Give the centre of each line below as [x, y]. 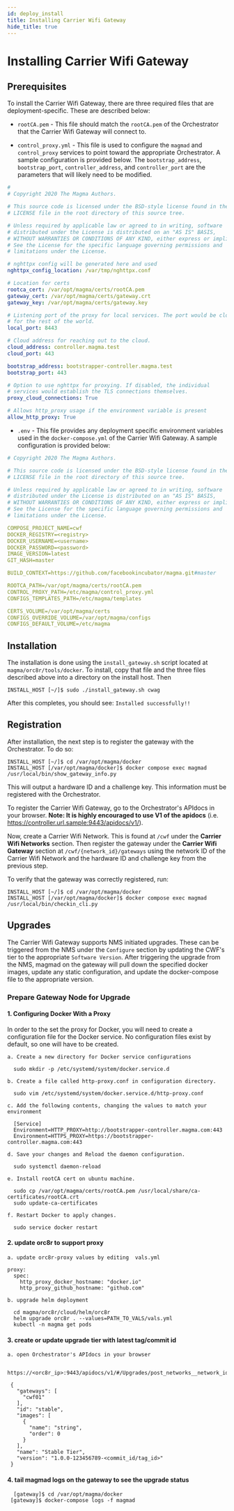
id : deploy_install [36, 14]
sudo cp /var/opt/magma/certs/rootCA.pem [75, 1191]
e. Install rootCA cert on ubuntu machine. [71, 1179]
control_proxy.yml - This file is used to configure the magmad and [110, 145]
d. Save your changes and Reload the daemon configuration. [96, 1154]
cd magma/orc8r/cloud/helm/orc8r [62, 1313]
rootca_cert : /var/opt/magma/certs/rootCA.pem [76, 290]
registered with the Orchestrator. [54, 794]
